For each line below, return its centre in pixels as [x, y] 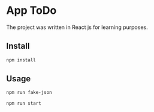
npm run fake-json [29, 93]
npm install [21, 60]
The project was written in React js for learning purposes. [77, 27]
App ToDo [31, 11]
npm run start [24, 104]
